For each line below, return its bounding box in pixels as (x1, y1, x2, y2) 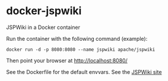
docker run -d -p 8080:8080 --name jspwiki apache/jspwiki (6, 46, 156, 53)
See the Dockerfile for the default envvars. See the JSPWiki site (6, 68, 162, 75)
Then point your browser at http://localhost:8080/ (6, 57, 128, 64)
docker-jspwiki (6, 4, 82, 18)
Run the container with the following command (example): (6, 35, 148, 42)
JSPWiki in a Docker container (6, 24, 81, 31)
